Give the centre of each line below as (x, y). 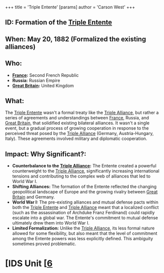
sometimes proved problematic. (44, 244)
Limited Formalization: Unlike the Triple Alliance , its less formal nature (83, 228)
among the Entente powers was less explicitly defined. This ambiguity (82, 239)
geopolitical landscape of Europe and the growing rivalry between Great (85, 192)
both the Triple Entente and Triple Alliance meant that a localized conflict (85, 207)
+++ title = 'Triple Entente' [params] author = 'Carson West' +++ (70, 7)
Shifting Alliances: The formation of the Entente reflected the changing (84, 187)
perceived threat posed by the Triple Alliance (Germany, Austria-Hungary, (80, 134)
